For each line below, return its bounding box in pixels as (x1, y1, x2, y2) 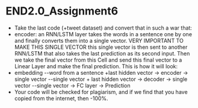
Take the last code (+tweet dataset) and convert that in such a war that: (14, 24, 192, 31)
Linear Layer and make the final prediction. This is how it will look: (14, 62, 178, 70)
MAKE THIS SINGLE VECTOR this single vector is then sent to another (14, 43, 188, 51)
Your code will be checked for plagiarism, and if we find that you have (14, 88, 188, 95)
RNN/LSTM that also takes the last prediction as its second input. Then (14, 49, 190, 57)
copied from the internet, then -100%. (14, 95, 109, 102)
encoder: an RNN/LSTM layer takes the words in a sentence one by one (14, 30, 193, 37)
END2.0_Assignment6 (5, 4, 119, 18)
